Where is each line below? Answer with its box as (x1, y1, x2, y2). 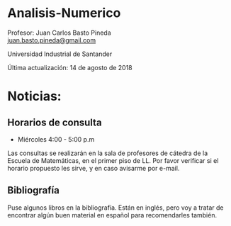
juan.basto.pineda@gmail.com (7, 35, 96, 44)
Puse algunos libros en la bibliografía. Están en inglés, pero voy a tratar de (7, 203, 224, 212)
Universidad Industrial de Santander (7, 50, 113, 58)
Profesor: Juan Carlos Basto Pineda (7, 28, 111, 37)
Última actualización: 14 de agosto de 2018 (7, 63, 133, 72)
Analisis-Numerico (7, 5, 121, 21)
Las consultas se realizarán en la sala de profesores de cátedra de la (7, 149, 208, 157)
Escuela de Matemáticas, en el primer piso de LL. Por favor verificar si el (7, 156, 219, 164)
